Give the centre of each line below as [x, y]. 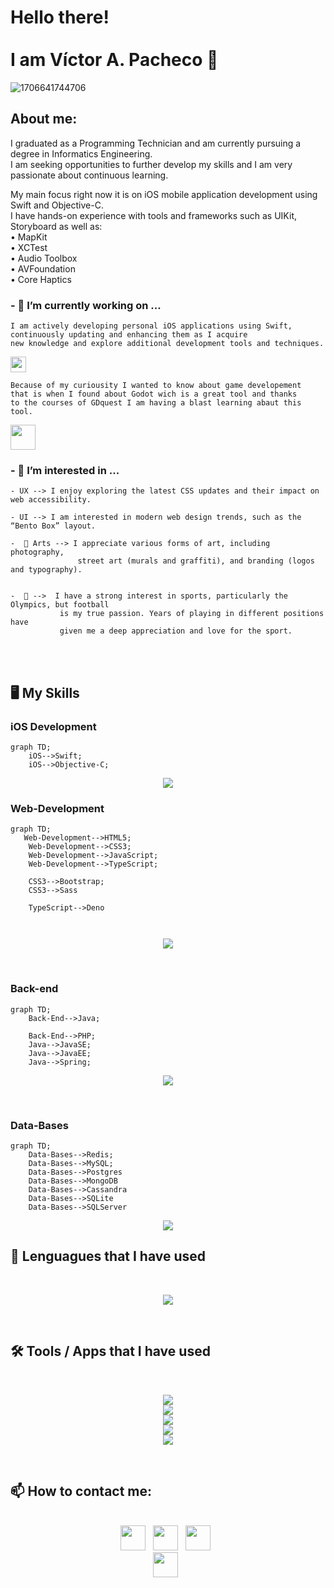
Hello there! [60, 17]
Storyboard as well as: [56, 226]
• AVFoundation [43, 268]
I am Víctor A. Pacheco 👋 [114, 60]
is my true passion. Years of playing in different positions [192, 614]
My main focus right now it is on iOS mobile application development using [164, 194]
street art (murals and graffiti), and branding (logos [196, 561]
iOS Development [53, 726]
